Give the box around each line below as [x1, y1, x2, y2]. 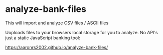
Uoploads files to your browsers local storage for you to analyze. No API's [5, 29, 158, 35]
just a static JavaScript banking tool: [5, 35, 80, 41]
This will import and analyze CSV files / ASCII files [5, 20, 109, 26]
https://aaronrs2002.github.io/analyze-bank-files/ [5, 44, 108, 50]
